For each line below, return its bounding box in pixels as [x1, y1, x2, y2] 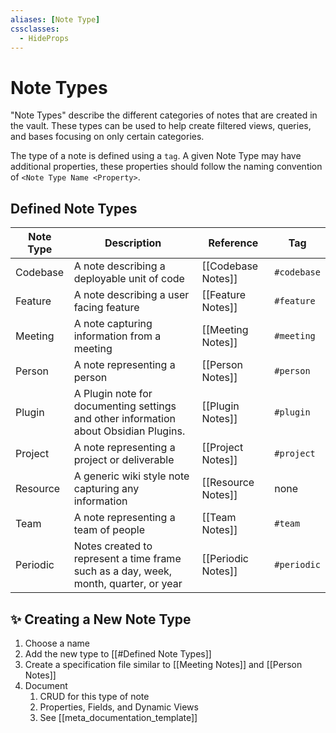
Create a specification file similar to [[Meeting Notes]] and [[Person [24, 658, 303, 670]
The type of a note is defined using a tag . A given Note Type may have [10, 150, 302, 162]
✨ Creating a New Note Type [10, 611, 192, 628]
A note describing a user [73, 288, 190, 302]
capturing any [73, 482, 140, 496]
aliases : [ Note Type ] [10, 14, 101, 25]
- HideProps [19, 33, 70, 43]
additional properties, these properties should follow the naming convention [10, 161, 323, 173]
